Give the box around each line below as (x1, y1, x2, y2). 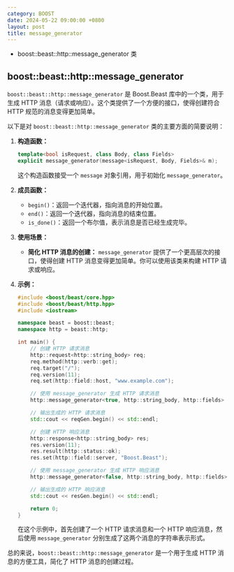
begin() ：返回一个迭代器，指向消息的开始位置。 (27, 200, 166, 209)
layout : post (7, 23, 45, 30)
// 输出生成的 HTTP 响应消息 (30, 486, 105, 493)
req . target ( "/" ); (30, 365, 81, 372)
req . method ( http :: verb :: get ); (30, 358, 118, 365)
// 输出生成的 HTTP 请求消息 (30, 409, 105, 416)
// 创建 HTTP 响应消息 (30, 428, 90, 435)
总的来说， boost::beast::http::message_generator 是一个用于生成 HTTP (7, 549, 217, 557)
